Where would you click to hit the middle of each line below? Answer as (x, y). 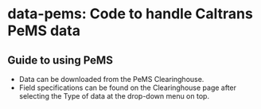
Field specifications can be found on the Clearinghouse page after (127, 88)
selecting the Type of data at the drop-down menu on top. (114, 96)
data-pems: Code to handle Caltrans (130, 14)
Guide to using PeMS (60, 60)
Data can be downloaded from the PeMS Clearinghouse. (111, 79)
